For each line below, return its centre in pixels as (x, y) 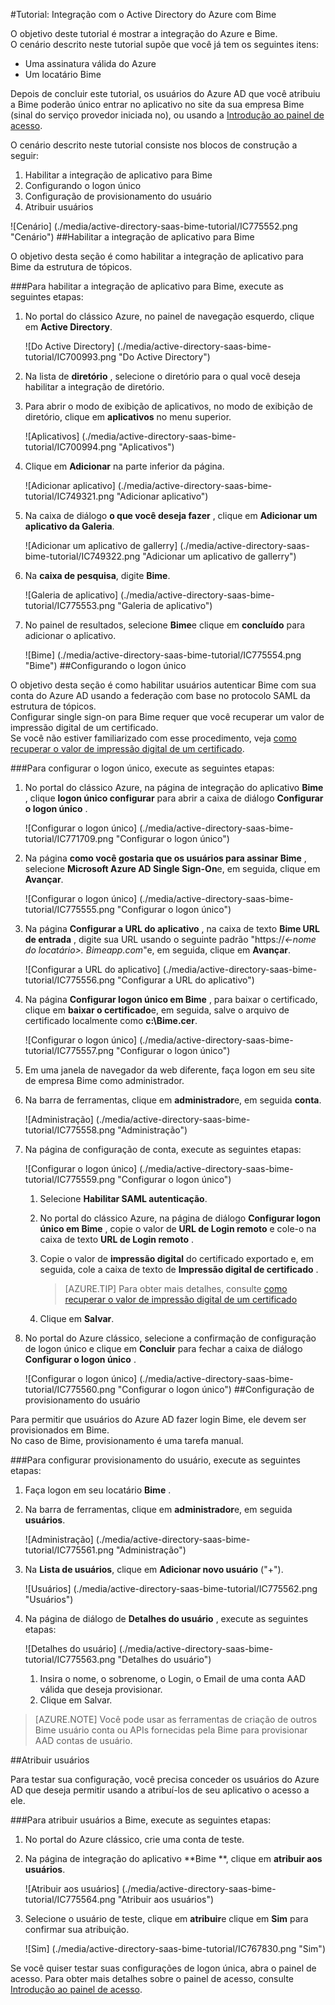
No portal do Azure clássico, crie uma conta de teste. (134, 1839)
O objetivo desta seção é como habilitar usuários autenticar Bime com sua (163, 685)
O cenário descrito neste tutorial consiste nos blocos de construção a (154, 145)
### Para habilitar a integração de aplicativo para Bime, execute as (147, 286)
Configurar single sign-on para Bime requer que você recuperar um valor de (167, 717)
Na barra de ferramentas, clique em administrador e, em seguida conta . (173, 1100)
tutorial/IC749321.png (69, 496)
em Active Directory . (68, 327)
